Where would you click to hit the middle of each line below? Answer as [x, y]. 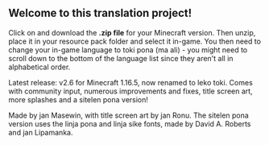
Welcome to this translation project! [100, 13]
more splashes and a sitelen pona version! [79, 99]
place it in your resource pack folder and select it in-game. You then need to [135, 41]
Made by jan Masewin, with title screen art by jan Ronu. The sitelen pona [129, 115]
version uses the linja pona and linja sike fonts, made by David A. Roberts [130, 123]
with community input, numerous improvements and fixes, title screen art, [130, 91]
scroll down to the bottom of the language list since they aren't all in [121, 58]
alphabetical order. [39, 67]
